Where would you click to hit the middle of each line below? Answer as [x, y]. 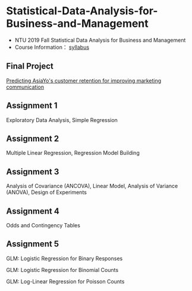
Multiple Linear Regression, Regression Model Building [73, 153]
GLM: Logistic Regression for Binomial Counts [62, 270]
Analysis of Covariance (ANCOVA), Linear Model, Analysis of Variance [92, 186]
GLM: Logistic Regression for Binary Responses [64, 258]
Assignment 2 [33, 138]
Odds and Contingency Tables [43, 225]
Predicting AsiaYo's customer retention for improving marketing [84, 80]
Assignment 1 [32, 106]
